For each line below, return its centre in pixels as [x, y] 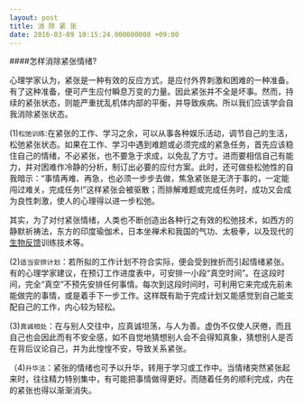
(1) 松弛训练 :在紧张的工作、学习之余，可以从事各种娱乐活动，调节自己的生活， [151, 133]
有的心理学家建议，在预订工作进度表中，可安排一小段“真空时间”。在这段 [143, 273]
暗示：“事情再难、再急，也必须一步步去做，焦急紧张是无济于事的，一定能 [153, 179]
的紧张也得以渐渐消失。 [53, 390]
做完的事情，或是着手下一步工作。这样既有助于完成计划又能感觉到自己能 [151, 296]
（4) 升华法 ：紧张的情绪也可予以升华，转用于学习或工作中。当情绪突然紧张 [146, 368]
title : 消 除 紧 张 [43, 26]
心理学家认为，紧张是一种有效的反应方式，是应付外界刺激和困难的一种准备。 [151, 80]
